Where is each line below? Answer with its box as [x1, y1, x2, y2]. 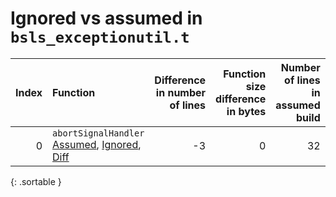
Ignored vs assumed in [10, 7, 203, 30]
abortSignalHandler [52, 127, 145, 139]
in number [155, 85, 207, 99]
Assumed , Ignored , [52, 137, 142, 151]
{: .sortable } [10, 175, 62, 187]
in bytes [226, 104, 267, 118]
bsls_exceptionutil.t [10, 28, 190, 47]
